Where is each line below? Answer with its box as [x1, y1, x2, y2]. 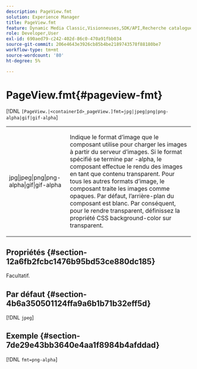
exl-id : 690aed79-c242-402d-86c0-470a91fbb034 [6, 36, 122, 42]
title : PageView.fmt [6, 19, 57, 25]
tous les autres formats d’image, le [69, 177, 165, 185]
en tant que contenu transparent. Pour [69, 170, 175, 178]
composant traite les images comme [69, 185, 170, 193]
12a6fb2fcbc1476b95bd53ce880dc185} [6, 257, 155, 267]
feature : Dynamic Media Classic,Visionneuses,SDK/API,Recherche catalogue [6, 25, 193, 31]
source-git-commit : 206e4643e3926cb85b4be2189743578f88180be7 [6, 42, 161, 48]
